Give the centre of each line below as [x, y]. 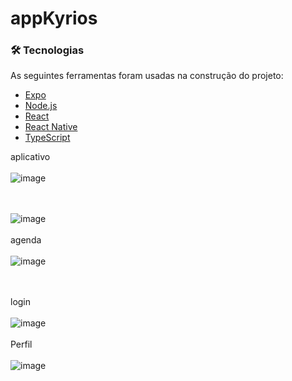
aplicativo [30, 157]
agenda [26, 240]
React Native [51, 127]
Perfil [21, 344]
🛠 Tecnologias [47, 50]
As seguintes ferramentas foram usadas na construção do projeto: [147, 76]
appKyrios [54, 18]
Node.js [41, 106]
